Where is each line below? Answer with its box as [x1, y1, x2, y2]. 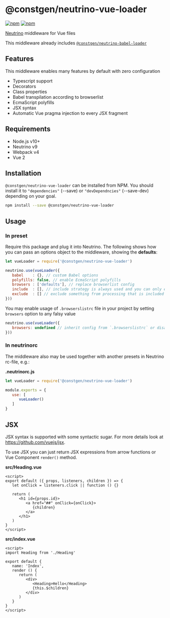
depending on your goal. [5, 193, 57, 199]
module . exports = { [5, 387, 47, 393]
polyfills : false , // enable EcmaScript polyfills [12, 277, 121, 282]
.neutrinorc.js [5, 368, 35, 375]
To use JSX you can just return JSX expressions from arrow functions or [5, 449, 156, 455]
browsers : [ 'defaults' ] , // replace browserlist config [12, 282, 135, 287]
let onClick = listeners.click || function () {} [12, 482, 119, 488]
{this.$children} [32, 586, 69, 591]
